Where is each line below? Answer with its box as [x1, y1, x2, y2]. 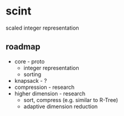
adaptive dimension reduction [23, 103, 98, 110]
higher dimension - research [14, 89, 86, 97]
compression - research [14, 83, 75, 91]
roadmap [5, 42, 41, 52]
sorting [23, 71, 42, 78]
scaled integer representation [5, 24, 79, 31]
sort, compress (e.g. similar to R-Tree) [23, 96, 119, 103]
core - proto [14, 57, 45, 65]
